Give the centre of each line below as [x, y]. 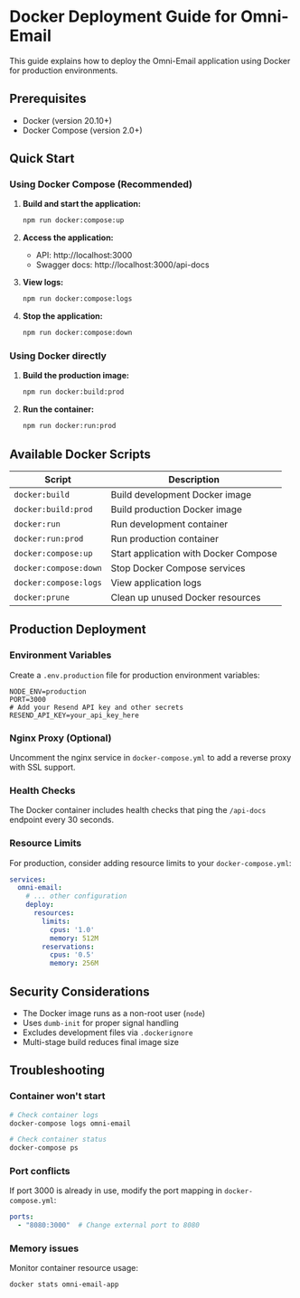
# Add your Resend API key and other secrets [96, 707]
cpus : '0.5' [72, 955]
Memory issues [44, 1248]
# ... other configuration [76, 896]
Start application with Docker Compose [194, 553]
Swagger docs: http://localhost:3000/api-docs [122, 265]
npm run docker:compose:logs [77, 299]
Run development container [169, 524]
